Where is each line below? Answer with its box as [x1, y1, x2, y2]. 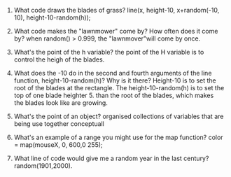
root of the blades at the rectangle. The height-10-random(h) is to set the [13, 84, 225, 92]
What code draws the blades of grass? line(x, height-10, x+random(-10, [13, 6, 220, 14]
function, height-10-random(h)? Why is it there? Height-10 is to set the [13, 76, 216, 85]
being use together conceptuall [13, 120, 105, 128]
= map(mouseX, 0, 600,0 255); [13, 141, 103, 149]
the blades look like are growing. [13, 99, 108, 107]
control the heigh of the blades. [13, 55, 105, 64]
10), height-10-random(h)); [13, 13, 91, 22]
